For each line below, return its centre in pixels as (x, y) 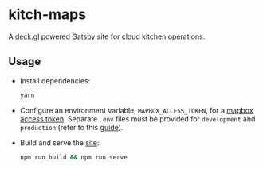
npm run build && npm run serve (73, 157)
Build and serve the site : (59, 142)
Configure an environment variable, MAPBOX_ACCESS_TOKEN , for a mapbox (136, 110)
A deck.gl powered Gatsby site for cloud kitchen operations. (107, 36)
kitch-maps (47, 15)
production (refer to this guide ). (71, 127)
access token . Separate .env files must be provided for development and (137, 119)
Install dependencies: (55, 80)
